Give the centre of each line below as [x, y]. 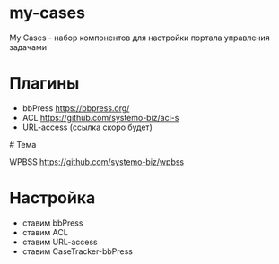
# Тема [23, 144]
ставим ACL [45, 232]
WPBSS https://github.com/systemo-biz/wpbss [97, 162]
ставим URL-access [60, 242]
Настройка [52, 198]
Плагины [44, 84]
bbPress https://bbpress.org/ [76, 108]
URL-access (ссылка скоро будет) [87, 127]
